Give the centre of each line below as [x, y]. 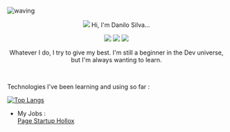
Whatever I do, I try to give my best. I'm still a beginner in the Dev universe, [116, 53]
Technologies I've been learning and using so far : [79, 87]
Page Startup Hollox [46, 121]
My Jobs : [32, 113]
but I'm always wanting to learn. [116, 60]
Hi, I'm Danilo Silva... [121, 25]
